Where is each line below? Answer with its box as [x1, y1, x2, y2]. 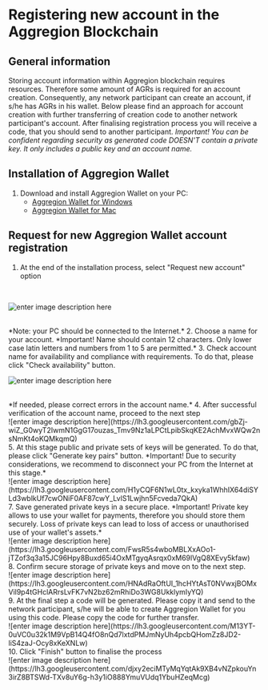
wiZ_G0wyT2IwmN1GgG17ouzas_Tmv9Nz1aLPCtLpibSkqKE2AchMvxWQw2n [8, 425, 261, 434]
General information [8, 54, 110, 68]
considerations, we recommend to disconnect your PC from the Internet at [8, 459, 254, 469]
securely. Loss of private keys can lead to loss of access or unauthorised [8, 519, 250, 528]
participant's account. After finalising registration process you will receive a [8, 119, 258, 127]
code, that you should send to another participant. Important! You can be [8, 127, 250, 136]
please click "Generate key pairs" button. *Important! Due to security [8, 450, 237, 460]
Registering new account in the [8, 6, 220, 24]
